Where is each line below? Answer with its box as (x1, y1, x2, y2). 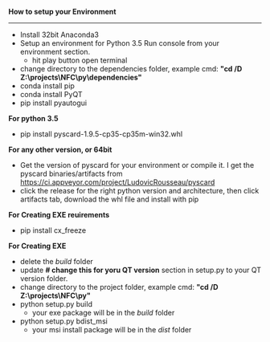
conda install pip (19, 81, 75, 91)
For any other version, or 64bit (8, 145, 112, 154)
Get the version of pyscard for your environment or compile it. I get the (19, 161, 255, 169)
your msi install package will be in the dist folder (31, 325, 192, 334)
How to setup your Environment (8, 7, 117, 16)
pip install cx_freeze (19, 226, 87, 235)
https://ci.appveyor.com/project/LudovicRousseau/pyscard (19, 177, 215, 187)
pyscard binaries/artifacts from (19, 169, 123, 178)
